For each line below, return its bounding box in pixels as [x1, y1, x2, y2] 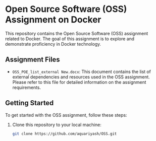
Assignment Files [5, 56, 60, 64]
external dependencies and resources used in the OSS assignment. [12, 73, 150, 80]
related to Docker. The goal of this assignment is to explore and [5, 36, 135, 42]
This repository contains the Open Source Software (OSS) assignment [5, 30, 148, 36]
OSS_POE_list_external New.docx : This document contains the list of [12, 69, 151, 74]
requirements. [12, 84, 41, 90]
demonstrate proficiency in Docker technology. [5, 41, 102, 47]
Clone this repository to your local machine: [12, 122, 102, 128]
